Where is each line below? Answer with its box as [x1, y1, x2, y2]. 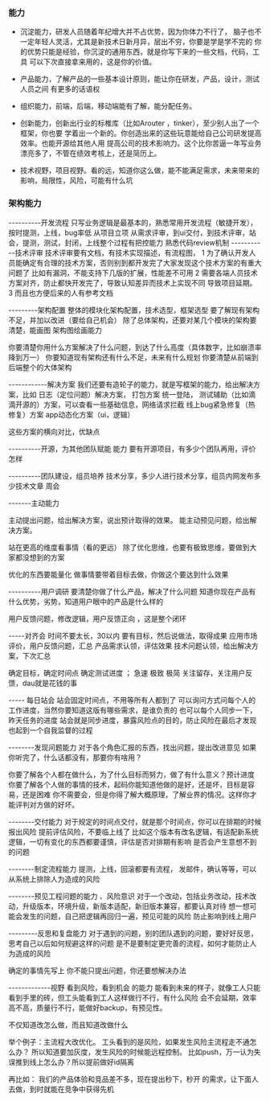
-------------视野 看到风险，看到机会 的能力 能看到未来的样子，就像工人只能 [8, 983, 261, 992]
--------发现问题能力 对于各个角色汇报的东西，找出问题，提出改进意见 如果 [8, 742, 257, 752]
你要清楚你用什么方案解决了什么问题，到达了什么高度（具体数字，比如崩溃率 [8, 342, 262, 351]
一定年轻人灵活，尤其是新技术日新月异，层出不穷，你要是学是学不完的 [19, 37, 253, 47]
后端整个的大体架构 [8, 362, 72, 372]
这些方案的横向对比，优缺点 [8, 426, 100, 436]
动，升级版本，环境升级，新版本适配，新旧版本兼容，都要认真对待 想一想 [8, 901, 250, 910]
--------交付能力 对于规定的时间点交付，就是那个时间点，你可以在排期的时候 [8, 816, 262, 826]
